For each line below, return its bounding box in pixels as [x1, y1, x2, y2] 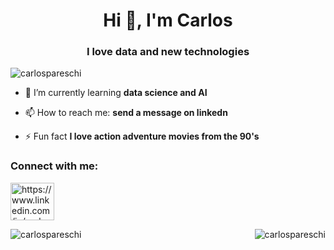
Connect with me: [10, 159, 99, 173]
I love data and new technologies [86, 45, 250, 59]
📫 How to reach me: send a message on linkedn [24, 107, 228, 119]
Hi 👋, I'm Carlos [103, 9, 233, 32]
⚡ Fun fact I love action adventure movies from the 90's [24, 130, 260, 143]
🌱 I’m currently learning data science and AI [24, 87, 208, 99]
